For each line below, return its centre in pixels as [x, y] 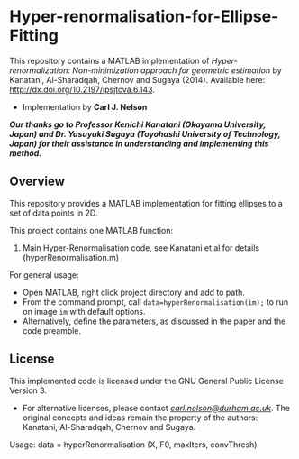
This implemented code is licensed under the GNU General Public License [146, 381]
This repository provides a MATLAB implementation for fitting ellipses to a [146, 203]
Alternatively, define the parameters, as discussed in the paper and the [154, 321]
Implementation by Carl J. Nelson [85, 106]
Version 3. [28, 390]
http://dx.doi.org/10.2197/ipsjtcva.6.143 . [82, 89]
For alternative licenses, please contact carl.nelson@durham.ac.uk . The [156, 408]
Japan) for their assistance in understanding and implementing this [139, 143]
